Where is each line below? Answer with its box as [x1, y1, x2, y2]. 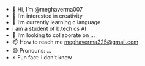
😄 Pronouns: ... [12, 47, 52, 54]
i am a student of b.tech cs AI [12, 25, 87, 32]
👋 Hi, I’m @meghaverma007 [12, 6, 83, 13]
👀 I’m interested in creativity [12, 12, 83, 19]
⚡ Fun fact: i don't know [12, 54, 72, 61]
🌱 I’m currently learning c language [12, 19, 101, 25]
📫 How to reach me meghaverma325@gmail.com [12, 38, 139, 45]
